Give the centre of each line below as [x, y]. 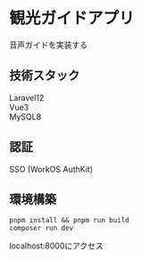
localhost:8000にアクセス [57, 246]
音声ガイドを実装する [48, 45]
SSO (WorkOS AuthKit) [51, 169]
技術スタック [45, 75]
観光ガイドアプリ [72, 18]
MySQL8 [25, 116]
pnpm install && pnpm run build [69, 221]
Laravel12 [27, 97]
